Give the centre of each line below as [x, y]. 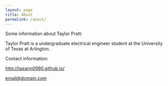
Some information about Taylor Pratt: [44, 34]
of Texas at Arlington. [28, 49]
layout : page [19, 10]
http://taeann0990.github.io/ [35, 68]
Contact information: [27, 59]
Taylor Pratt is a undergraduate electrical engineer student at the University [84, 44]
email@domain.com [26, 78]
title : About [19, 15]
